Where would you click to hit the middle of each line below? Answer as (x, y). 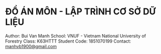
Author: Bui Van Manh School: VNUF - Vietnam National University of (76, 36)
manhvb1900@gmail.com (31, 46)
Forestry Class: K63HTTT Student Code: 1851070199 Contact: (68, 41)
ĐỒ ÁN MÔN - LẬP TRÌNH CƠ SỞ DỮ (80, 12)
